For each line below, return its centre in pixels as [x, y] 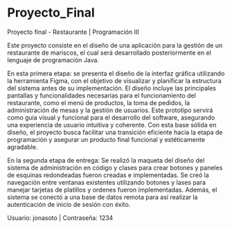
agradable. [23, 147]
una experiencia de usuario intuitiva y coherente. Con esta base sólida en [112, 125]
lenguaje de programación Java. [53, 59]
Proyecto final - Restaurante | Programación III [73, 32]
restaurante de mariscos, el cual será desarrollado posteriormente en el [109, 53]
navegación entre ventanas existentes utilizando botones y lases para [107, 182]
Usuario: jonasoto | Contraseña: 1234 [60, 218]
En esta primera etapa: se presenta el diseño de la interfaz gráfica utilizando [116, 73]
